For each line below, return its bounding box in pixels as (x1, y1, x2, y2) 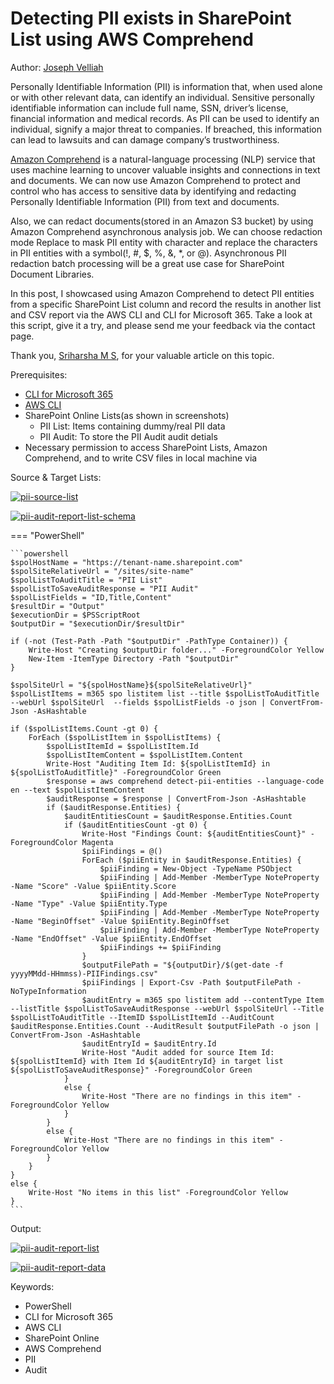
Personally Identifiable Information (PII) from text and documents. (10, 195, 280, 207)
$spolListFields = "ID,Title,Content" (10, 592, 172, 602)
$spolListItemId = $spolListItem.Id (46, 741, 199, 751)
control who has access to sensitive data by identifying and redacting (10, 185, 297, 197)
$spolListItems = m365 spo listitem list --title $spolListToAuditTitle (10, 688, 320, 699)
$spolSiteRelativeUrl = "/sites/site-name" (10, 566, 195, 576)
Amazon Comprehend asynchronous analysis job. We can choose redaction (10, 225, 323, 237)
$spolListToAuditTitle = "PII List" (10, 575, 163, 585)
